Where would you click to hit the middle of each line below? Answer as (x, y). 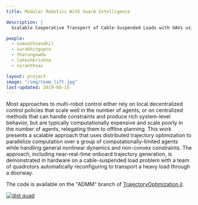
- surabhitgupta (31, 49)
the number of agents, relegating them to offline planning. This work (89, 129)
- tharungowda (29, 55)
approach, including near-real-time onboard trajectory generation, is (89, 154)
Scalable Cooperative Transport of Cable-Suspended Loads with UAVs (97, 28)
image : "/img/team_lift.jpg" (42, 82)
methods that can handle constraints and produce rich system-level (88, 117)
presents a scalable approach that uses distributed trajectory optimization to (99, 135)
